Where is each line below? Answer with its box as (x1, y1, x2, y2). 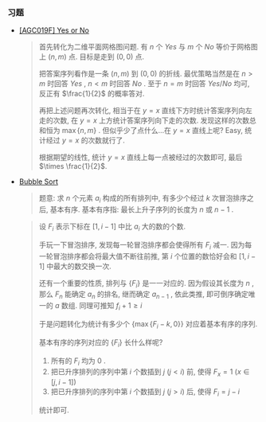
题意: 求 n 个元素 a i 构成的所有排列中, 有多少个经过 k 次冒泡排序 (38, 193, 248, 205)
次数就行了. (88, 135, 125, 145)
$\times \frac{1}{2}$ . (38, 162, 108, 171)
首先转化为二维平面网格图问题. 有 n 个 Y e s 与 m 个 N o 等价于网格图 (38, 42, 258, 52)
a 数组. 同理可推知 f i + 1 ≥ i (54, 301, 143, 312)
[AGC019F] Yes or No (18, 25, 89, 35)
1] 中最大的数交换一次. (38, 261, 112, 271)
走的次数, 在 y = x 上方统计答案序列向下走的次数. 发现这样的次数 (38, 115, 250, 125)
